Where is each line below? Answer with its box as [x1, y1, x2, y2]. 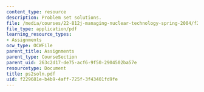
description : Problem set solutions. [6, 15, 102, 21]
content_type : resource [6, 8, 67, 15]
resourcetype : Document [6, 65, 67, 71]
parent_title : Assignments [6, 48, 75, 54]
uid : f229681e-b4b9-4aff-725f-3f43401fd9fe [6, 76, 118, 82]
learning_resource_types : [6, 31, 72, 38]
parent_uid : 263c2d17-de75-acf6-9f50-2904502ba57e [6, 59, 137, 65]
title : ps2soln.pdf [6, 71, 56, 77]
